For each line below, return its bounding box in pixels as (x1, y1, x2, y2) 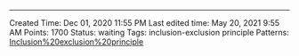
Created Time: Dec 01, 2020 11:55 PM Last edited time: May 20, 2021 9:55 (9, 18, 280, 28)
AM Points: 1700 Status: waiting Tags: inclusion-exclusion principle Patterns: (9, 28, 289, 37)
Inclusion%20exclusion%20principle (9, 36, 144, 47)
